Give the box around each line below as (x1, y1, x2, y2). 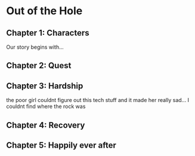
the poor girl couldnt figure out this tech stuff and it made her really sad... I (6, 97, 190, 104)
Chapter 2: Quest (6, 61, 72, 71)
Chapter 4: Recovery (6, 120, 85, 130)
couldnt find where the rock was (6, 103, 86, 110)
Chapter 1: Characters (6, 28, 89, 38)
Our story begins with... (6, 43, 64, 50)
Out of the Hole (6, 4, 83, 18)
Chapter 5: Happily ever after (6, 140, 116, 150)
